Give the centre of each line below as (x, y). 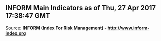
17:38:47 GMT (28, 16)
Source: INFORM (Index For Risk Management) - (56, 28)
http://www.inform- (129, 28)
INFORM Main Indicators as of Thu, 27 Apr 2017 (81, 8)
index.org (16, 33)
